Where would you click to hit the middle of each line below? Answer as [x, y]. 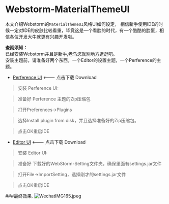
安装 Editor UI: [33, 153]
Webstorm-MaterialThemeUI [67, 9]
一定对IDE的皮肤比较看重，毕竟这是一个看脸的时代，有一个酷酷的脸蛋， [84, 30]
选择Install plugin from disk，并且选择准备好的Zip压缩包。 [78, 120]
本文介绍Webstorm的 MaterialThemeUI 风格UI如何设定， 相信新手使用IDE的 [82, 24]
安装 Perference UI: [38, 88]
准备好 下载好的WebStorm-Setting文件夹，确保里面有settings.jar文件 [90, 163]
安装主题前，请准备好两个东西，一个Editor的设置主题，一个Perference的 [81, 60]
